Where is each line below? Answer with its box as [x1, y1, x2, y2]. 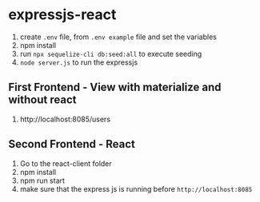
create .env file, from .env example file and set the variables [19, 32, 218, 42]
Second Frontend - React [8, 137, 136, 151]
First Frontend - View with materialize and [8, 81, 222, 94]
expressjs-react [8, 6, 117, 24]
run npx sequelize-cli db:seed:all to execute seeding [19, 49, 202, 58]
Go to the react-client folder [19, 158, 112, 168]
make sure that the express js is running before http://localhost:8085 [19, 184, 253, 193]
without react [8, 93, 77, 107]
